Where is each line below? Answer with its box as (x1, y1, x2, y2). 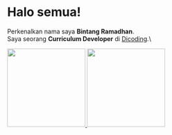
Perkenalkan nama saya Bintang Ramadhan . (7, 27, 135, 35)
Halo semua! (7, 4, 81, 20)
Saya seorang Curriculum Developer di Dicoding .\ (7, 34, 151, 42)
